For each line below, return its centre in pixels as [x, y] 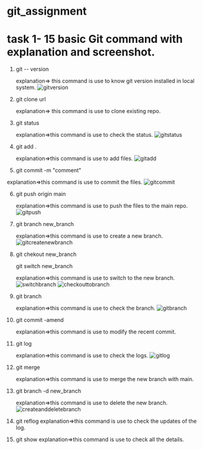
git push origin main [41, 194]
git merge [28, 367]
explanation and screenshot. [81, 52]
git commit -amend [40, 320]
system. [26, 87]
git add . [26, 147]
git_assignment [47, 11]
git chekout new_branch [46, 254]
